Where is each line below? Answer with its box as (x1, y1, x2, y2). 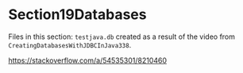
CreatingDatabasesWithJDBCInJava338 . (8, 40, 132, 49)
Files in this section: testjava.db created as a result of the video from (8, 32, 236, 41)
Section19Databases (8, 6, 147, 24)
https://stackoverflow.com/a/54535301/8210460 (8, 56, 168, 65)
